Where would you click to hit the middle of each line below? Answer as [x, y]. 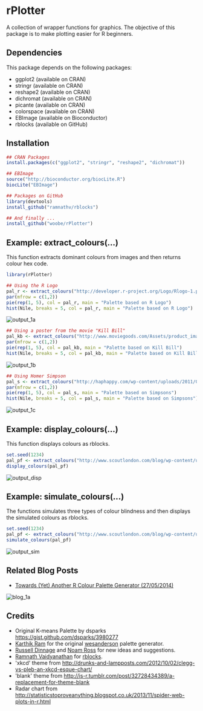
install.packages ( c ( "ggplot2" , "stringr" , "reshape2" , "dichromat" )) [96, 163]
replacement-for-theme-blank [52, 682]
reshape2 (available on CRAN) [53, 92]
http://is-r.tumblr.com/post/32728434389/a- [119, 675]
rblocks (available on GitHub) [51, 124]
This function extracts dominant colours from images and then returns [94, 257]
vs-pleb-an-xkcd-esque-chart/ [53, 669]
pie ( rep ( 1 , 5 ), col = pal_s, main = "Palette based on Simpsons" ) [92, 393]
